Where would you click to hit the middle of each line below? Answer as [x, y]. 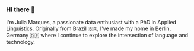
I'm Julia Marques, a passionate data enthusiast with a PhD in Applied [91, 23]
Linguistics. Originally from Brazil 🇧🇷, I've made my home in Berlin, [88, 28]
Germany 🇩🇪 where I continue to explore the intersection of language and [97, 36]
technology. [21, 42]
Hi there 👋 [21, 9]
